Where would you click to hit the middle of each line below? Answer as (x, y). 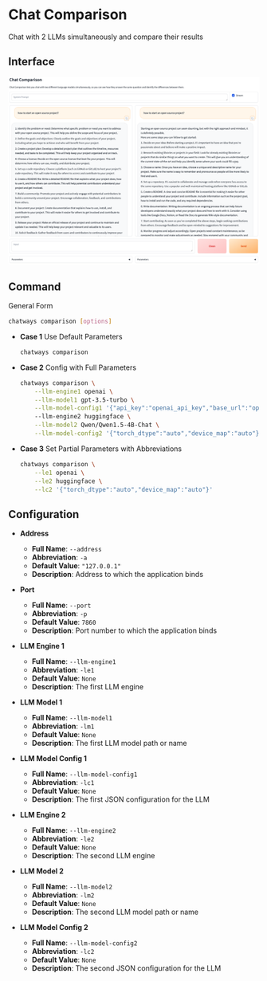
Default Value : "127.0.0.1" (76, 566)
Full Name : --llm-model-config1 (84, 774)
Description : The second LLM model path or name (115, 912)
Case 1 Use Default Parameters (71, 336)
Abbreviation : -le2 (63, 839)
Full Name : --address (67, 549)
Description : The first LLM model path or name (109, 744)
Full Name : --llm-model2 (72, 887)
